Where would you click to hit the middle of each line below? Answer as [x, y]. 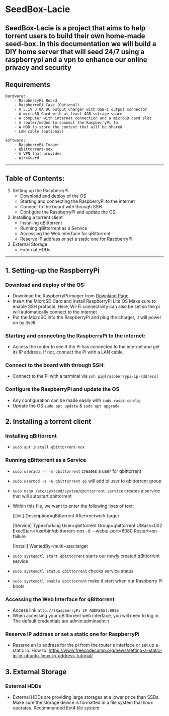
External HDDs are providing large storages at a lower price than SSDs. [86, 697]
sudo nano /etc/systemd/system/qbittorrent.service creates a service [86, 490]
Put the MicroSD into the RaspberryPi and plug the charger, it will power [87, 317]
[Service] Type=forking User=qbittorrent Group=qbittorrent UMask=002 [87, 525]
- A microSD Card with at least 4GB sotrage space [68, 114]
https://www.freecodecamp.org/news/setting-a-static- [105, 650]
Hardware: [16, 96]
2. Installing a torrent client [48, 421]
